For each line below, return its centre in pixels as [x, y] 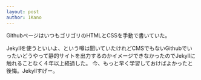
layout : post [23, 12]
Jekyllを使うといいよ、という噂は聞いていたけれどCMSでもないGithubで [97, 48]
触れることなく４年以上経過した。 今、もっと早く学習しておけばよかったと [100, 63]
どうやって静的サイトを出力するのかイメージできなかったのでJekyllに [109, 55]
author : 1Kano [24, 17]
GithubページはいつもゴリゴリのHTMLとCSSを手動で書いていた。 [88, 35]
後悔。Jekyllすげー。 [32, 70]
